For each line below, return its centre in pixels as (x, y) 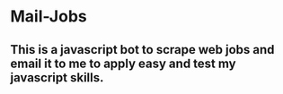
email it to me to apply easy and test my (123, 63)
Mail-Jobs (49, 17)
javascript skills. (57, 77)
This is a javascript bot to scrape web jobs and (142, 50)
